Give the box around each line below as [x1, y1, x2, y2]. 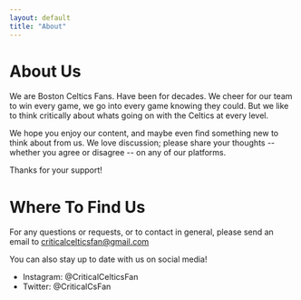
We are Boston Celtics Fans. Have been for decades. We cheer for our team [9, 91, 293, 102]
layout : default [9, 13, 71, 23]
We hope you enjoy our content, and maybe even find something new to [9, 128, 279, 139]
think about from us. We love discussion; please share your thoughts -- [9, 137, 276, 148]
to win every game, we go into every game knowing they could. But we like [9, 101, 289, 112]
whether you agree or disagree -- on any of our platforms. [9, 147, 227, 158]
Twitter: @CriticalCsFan [22, 281, 112, 292]
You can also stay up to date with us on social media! [9, 254, 208, 265]
